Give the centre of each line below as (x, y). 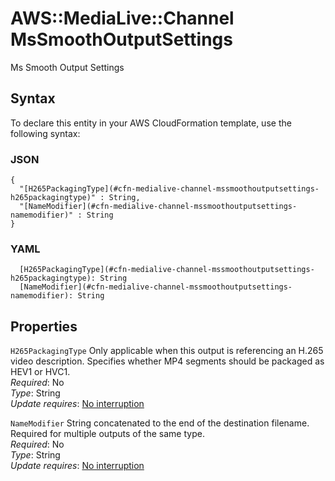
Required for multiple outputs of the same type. (107, 434)
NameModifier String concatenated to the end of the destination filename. (160, 423)
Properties (44, 326)
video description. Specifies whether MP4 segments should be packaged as (167, 361)
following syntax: (45, 133)
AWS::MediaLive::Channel (122, 18)
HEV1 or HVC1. (40, 372)
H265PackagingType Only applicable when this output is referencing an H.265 (167, 351)
